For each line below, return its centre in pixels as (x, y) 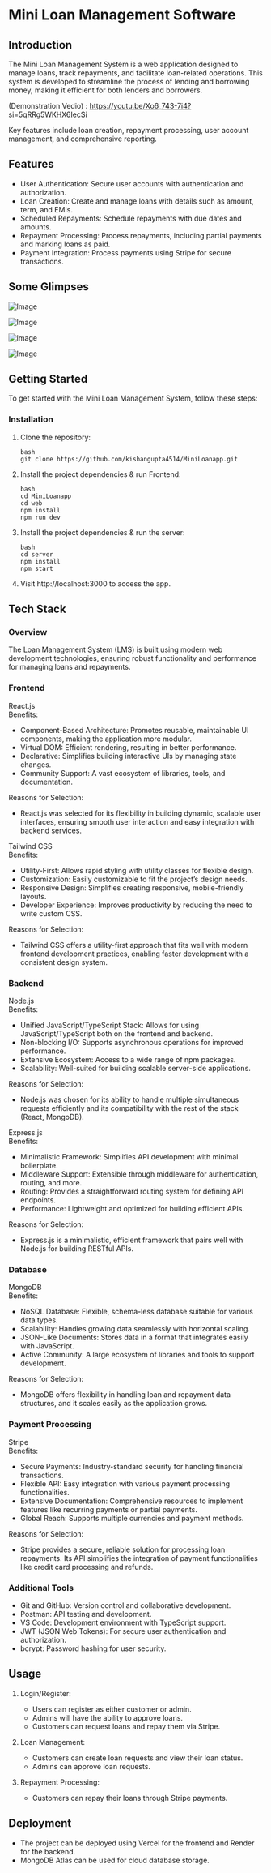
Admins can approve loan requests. (91, 1766)
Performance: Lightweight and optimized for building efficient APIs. (132, 1209)
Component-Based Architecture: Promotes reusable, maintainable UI (134, 730)
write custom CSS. (51, 913)
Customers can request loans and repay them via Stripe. (126, 1726)
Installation (31, 419)
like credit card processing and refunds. (87, 1567)
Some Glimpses (49, 287)
